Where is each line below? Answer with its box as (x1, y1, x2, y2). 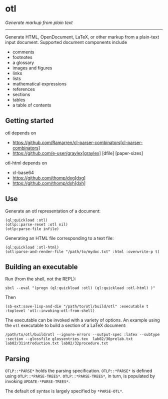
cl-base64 (12, 169, 34, 175)
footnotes (12, 54, 32, 60)
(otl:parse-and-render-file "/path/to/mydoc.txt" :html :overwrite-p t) (5, 249, 160, 254)
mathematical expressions (12, 80, 66, 86)
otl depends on (5, 129, 36, 135)
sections (12, 91, 30, 97)
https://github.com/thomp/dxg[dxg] (12, 174, 86, 180)
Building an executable (5, 262, 78, 271)
